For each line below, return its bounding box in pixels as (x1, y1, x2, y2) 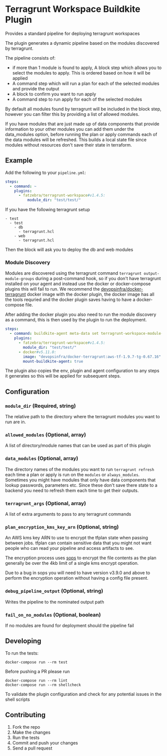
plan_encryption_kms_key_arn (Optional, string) (5, 523, 119, 530)
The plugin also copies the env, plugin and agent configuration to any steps (5, 368, 160, 374)
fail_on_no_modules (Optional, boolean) (5, 611, 101, 618)
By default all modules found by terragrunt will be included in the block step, (5, 106, 162, 112)
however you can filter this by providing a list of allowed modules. (5, 111, 140, 117)
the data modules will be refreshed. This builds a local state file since (5, 137, 147, 143)
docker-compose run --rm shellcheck (5, 682, 81, 687)
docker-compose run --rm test (5, 660, 68, 665)
